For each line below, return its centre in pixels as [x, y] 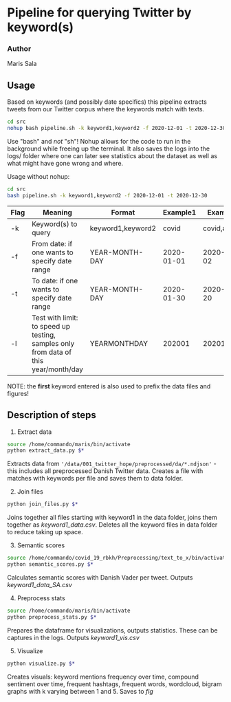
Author [19, 49]
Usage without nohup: [38, 177]
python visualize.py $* [41, 663]
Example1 [179, 212]
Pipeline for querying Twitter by [99, 13]
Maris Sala [22, 64]
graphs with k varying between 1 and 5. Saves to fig [80, 691]
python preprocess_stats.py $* [52, 617]
